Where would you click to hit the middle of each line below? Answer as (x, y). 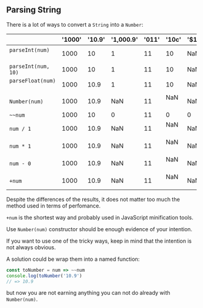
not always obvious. (31, 247)
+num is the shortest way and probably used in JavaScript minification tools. (100, 217)
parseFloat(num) (33, 80)
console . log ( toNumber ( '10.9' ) (44, 276)
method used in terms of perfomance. (53, 206)
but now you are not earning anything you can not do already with (88, 293)
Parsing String (34, 10)
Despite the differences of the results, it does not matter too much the (93, 199)
